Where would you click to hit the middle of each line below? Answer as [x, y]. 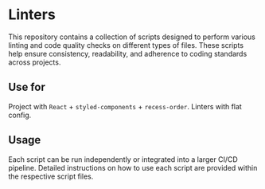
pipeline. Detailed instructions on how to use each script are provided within [133, 167]
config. [20, 115]
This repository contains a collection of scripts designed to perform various [132, 37]
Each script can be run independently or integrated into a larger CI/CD [123, 159]
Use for [27, 87]
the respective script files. [51, 176]
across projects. [35, 62]
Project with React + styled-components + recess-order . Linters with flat [125, 106]
